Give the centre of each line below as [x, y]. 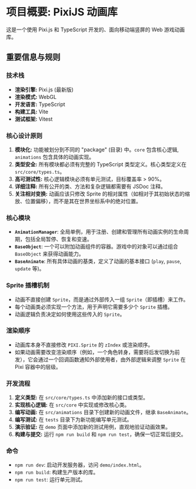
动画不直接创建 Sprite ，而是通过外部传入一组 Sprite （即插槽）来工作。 [102, 299]
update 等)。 [29, 269]
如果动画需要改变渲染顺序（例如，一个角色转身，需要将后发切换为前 [97, 352]
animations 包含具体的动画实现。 [54, 157]
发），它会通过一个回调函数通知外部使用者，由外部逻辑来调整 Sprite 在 [100, 359]
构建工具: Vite [31, 111]
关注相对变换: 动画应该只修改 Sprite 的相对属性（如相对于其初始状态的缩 [102, 194]
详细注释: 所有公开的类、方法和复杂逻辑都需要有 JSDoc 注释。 [90, 186]
